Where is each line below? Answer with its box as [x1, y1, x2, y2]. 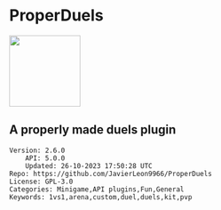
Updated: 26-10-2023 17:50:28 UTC [25, 161, 153, 170]
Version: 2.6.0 [9, 146, 66, 155]
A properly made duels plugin [9, 122, 177, 138]
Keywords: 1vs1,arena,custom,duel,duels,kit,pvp [9, 192, 193, 201]
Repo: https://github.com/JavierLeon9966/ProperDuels [9, 169, 213, 178]
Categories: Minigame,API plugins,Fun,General [9, 184, 185, 194]
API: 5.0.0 [25, 153, 66, 163]
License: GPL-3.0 [9, 177, 74, 186]
